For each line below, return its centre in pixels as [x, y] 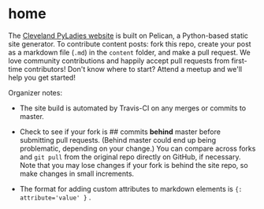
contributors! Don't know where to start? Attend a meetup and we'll [133, 69]
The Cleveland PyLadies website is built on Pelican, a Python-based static [128, 35]
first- [240, 61]
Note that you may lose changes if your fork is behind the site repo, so [134, 165]
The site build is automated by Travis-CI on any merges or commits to [133, 108]
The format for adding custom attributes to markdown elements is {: [131, 188]
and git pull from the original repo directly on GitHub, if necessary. [130, 157]
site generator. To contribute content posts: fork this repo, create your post [130, 43]
